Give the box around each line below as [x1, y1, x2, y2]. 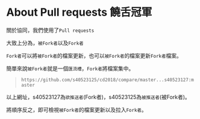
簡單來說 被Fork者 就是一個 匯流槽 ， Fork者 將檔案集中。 [6, 64, 134, 72]
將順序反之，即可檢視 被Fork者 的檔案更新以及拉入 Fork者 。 [6, 106, 147, 113]
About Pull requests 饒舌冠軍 [6, 5, 152, 19]
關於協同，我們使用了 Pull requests [6, 26, 95, 34]
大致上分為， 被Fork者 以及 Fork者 [6, 39, 84, 46]
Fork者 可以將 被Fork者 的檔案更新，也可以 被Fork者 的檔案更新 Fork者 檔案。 [6, 52, 182, 59]
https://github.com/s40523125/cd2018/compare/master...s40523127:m [20, 76, 194, 83]
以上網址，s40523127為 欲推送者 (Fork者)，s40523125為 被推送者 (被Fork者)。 [6, 93, 191, 100]
